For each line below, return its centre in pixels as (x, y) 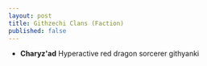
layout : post (30, 16)
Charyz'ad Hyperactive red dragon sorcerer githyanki (110, 54)
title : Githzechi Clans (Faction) (66, 23)
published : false (37, 31)
